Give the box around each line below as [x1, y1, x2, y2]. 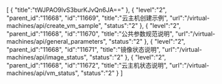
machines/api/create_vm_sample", [6, 22, 103, 29]
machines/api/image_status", [6, 53, 88, 61]
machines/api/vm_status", [6, 69, 79, 77]
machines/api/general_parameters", [6, 38, 108, 45]
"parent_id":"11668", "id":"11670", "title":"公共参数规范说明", [6, 30, 174, 38]
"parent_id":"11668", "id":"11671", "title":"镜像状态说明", [6, 46, 161, 53]
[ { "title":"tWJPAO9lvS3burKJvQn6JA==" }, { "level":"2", [6, 6, 167, 14]
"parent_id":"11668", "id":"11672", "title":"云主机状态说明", [6, 61, 169, 69]
